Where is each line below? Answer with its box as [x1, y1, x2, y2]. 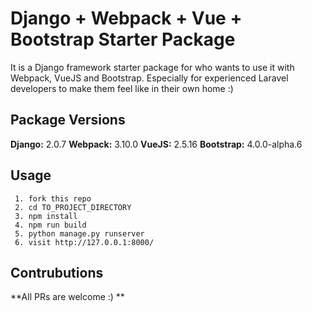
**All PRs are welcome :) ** [10, 291, 125, 303]
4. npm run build [14, 220, 87, 230]
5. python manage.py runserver [14, 228, 145, 239]
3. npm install [14, 211, 78, 221]
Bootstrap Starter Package [10, 28, 236, 51]
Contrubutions [10, 264, 104, 281]
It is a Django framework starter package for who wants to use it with [10, 61, 295, 73]
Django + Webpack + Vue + [10, 7, 243, 30]
